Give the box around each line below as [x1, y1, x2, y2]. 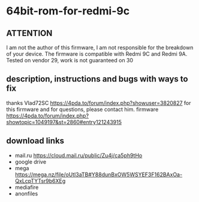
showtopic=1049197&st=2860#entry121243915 [6, 118, 122, 125]
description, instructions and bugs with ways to [6, 74, 188, 85]
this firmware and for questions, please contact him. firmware [6, 105, 159, 113]
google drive [14, 158, 47, 165]
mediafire [14, 183, 39, 191]
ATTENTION [6, 28, 53, 38]
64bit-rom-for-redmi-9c [6, 4, 130, 18]
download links [6, 136, 65, 146]
